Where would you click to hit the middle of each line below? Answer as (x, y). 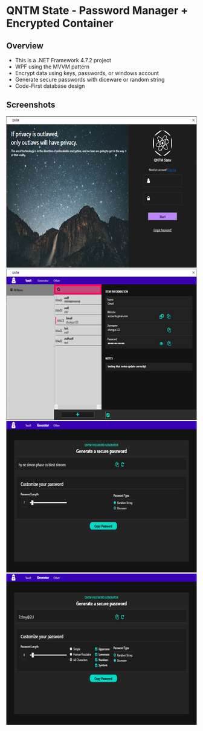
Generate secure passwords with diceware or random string (90, 80)
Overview (25, 46)
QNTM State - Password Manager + (97, 11)
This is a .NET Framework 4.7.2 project (63, 60)
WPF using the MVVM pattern (52, 67)
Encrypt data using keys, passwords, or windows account (87, 73)
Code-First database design (50, 86)
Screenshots (31, 105)
